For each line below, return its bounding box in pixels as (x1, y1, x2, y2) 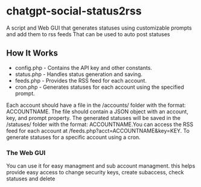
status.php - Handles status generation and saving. (14, 71, 143, 78)
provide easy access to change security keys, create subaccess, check (6, 169, 184, 176)
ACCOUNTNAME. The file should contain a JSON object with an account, (6, 107, 189, 115)
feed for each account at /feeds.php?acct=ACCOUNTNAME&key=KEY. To (6, 127, 190, 134)
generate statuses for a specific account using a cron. (6, 133, 141, 141)
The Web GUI (6, 148, 46, 157)
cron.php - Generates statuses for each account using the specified (14, 83, 184, 90)
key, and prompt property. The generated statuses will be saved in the (6, 114, 181, 121)
